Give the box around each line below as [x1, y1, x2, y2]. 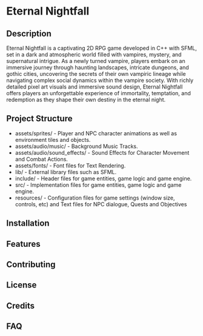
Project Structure [6, 113, 73, 124]
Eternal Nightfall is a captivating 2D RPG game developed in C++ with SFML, [6, 44, 197, 52]
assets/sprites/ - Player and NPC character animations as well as [15, 129, 178, 137]
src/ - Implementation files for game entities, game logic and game [15, 181, 182, 189]
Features [6, 238, 41, 249]
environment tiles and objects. [15, 136, 91, 143]
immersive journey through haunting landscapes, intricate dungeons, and [6, 64, 189, 71]
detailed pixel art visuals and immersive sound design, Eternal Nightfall [6, 83, 183, 90]
